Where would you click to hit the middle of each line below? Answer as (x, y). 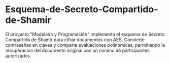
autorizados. (18, 56)
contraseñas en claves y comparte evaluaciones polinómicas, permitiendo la (85, 45)
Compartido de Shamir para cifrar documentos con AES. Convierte (75, 40)
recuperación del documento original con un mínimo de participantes (77, 50)
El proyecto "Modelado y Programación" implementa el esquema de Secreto (85, 34)
